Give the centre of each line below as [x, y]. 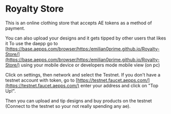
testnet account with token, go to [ [41, 80]
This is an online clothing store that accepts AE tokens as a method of [79, 23]
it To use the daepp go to [32, 43]
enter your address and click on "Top [119, 85]
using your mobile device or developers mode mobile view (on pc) [91, 65]
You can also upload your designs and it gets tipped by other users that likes [86, 38]
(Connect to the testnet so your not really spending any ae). [68, 106]
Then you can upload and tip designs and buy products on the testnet [79, 101]
